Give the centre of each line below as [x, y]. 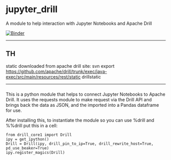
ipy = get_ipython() [28, 139]
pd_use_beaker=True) [28, 148]
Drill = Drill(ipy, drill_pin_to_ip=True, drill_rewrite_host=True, [80, 144]
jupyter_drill [32, 9]
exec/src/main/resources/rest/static [43, 76]
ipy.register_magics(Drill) [36, 152]
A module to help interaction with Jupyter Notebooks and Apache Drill [79, 23]
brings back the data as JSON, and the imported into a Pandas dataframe [82, 105]
